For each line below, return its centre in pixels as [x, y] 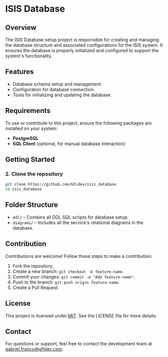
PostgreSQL [26, 138]
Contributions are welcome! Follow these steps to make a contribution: [79, 256]
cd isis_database [24, 189]
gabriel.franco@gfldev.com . [34, 349]
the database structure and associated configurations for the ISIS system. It [84, 45]
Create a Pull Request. [36, 288]
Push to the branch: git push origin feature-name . [66, 282]
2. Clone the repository [34, 174]
